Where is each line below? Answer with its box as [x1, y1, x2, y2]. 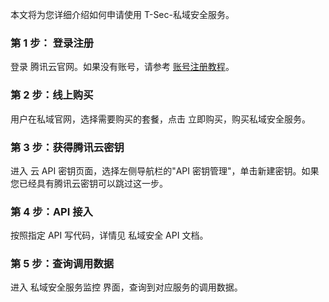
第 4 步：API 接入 [10, 204, 93, 218]
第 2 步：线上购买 [10, 88, 94, 102]
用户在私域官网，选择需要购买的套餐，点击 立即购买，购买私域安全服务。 [10, 113, 311, 125]
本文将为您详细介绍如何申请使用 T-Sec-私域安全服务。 [10, 9, 235, 20]
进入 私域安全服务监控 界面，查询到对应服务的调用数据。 [10, 281, 243, 293]
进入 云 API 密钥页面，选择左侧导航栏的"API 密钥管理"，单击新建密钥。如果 [10, 164, 320, 177]
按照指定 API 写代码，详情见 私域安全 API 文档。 [10, 229, 209, 242]
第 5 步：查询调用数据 [10, 257, 115, 271]
